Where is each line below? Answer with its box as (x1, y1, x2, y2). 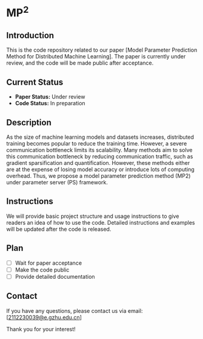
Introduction (6, 30, 55, 40)
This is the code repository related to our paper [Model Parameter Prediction (6, 46, 198, 54)
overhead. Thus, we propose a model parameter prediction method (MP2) (6, 172, 191, 180)
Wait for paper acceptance (15, 259, 82, 267)
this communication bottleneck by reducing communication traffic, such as (6, 153, 193, 160)
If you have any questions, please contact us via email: (6, 307, 143, 314)
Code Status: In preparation (15, 100, 86, 107)
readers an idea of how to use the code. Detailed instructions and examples (6, 218, 195, 226)
